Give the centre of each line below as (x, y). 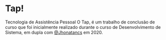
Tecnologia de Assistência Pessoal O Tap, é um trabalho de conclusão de (80, 22)
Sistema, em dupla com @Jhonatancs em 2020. (54, 32)
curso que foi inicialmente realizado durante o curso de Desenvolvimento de (83, 27)
